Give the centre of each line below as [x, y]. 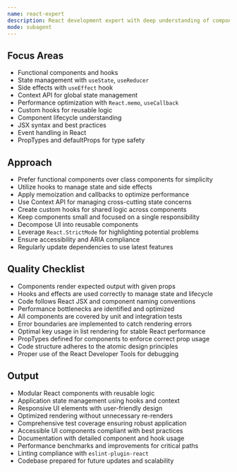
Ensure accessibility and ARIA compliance [78, 240]
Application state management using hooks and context [98, 401]
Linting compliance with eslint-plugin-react [83, 453]
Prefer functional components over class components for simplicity [115, 179]
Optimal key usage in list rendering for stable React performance [111, 331]
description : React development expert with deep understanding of [109, 20]
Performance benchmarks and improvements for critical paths [108, 445]
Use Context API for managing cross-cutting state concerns [104, 202]
